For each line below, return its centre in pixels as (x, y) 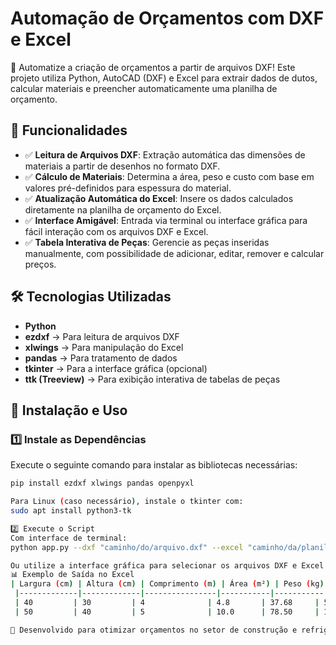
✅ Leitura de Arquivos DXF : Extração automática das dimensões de (165, 154)
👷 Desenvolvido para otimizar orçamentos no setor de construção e (154, 630)
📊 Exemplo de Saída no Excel (72, 575)
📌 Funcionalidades (69, 130)
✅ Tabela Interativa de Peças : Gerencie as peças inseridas (147, 242)
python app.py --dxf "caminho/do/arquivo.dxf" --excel (127, 547)
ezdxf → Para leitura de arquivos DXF (102, 336)
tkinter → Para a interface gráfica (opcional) (116, 368)
